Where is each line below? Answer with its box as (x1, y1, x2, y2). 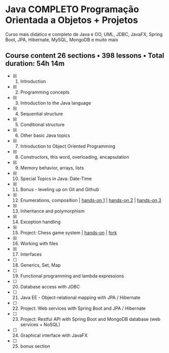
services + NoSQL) (20, 321, 61, 328)
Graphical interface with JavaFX (20, 332, 88, 338)
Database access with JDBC (20, 283, 80, 289)
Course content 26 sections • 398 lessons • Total (5, 51, 164, 60)
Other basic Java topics (20, 132, 70, 138)
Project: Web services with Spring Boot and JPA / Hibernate (20, 305, 146, 311)
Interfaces (20, 251, 42, 257)
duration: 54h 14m (5, 60, 65, 68)
